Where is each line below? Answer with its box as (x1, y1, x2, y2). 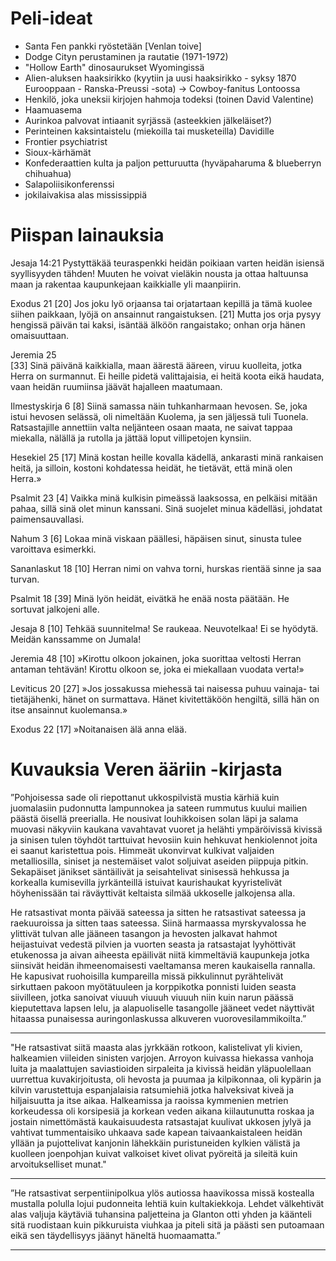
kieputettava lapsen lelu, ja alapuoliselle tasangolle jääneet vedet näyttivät (10, 1002, 315, 1014)
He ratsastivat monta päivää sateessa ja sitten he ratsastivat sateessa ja (10, 906, 307, 918)
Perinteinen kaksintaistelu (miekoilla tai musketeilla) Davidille (24, 125, 275, 137)
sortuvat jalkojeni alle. (10, 603, 100, 615)
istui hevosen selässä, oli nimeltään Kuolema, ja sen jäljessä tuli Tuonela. (10, 410, 309, 422)
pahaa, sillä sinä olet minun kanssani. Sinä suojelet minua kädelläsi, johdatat (10, 502, 323, 514)
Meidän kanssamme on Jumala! (10, 633, 142, 645)
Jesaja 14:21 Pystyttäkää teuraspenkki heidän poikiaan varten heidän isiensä (10, 257, 325, 269)
